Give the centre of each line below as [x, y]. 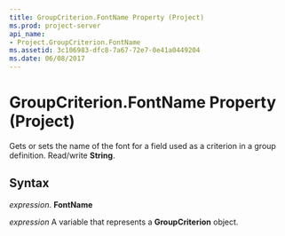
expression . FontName [51, 204]
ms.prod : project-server [55, 26]
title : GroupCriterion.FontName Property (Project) [107, 17]
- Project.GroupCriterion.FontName [75, 42]
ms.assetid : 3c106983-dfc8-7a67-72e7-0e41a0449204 [105, 51]
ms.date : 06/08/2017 [47, 59]
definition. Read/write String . [62, 155]
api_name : [28, 34]
